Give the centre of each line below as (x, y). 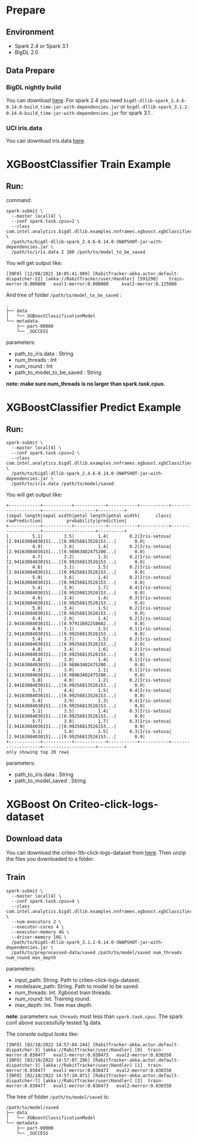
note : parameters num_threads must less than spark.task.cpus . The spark (95, 1016)
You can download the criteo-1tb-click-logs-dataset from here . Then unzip (96, 852)
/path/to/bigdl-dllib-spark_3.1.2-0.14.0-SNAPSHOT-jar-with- (88, 942)
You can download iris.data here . (46, 140)
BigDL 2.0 (26, 52)
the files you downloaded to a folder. (50, 859)
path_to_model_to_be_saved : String (58, 372)
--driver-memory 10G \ (39, 937)
